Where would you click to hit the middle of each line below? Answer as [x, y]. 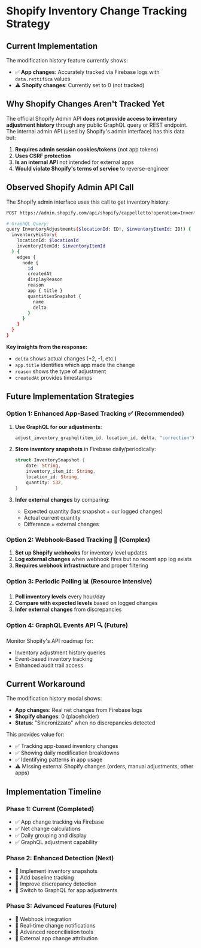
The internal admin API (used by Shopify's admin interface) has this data [95, 131]
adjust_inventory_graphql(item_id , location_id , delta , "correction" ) [105, 438]
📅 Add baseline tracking [44, 878]
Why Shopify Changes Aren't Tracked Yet [86, 104]
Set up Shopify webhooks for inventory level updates [81, 552]
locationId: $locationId [48, 241]
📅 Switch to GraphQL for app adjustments [66, 890]
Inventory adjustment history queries [60, 652]
